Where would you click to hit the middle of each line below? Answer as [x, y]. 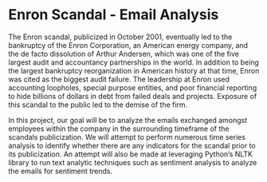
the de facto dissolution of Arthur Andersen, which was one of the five [124, 53]
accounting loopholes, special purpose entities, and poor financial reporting [133, 87]
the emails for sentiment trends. [61, 171]
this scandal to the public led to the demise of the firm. [98, 105]
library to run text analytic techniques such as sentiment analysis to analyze [133, 162]
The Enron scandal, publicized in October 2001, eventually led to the [120, 37]
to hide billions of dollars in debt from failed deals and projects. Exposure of [133, 96]
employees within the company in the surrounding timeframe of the [119, 129]
